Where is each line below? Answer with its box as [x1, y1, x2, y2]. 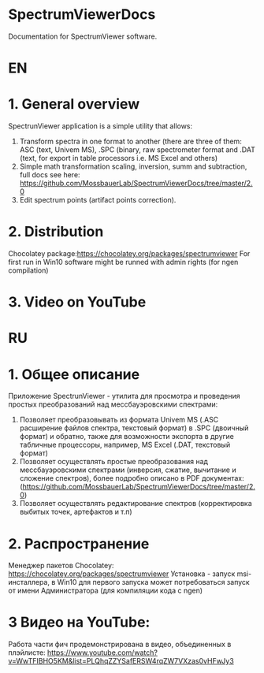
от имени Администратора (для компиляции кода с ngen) [8, 586, 203, 596]
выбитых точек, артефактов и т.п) [19, 507, 132, 517]
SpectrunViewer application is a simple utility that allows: [8, 121, 193, 131]
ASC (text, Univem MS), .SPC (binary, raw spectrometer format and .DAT [19, 145, 256, 154]
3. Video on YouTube [8, 293, 147, 311]
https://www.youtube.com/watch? [46, 648, 158, 657]
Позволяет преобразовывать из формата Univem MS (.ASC [19, 415, 219, 425]
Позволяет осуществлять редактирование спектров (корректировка [19, 499, 252, 508]
